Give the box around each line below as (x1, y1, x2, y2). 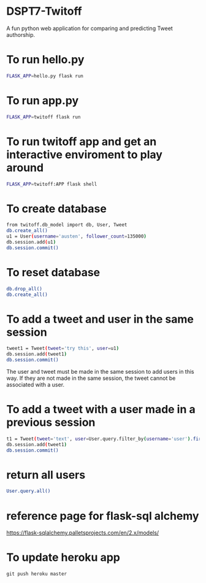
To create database (6, 201, 107, 215)
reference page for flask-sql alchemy (6, 509, 199, 523)
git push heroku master (6, 571, 67, 577)
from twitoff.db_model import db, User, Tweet (6, 222, 128, 228)
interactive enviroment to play (6, 147, 162, 161)
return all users (6, 468, 86, 482)
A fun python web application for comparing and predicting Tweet (6, 25, 173, 32)
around (6, 161, 44, 174)
